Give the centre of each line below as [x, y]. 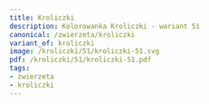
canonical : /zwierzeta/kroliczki [72, 34]
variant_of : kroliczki [52, 43]
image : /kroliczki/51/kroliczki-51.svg [85, 52]
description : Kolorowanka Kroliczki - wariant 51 [105, 26]
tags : [19, 69]
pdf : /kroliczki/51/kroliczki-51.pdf [81, 60]
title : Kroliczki [42, 18]
